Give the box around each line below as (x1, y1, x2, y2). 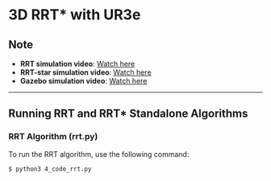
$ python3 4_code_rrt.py (8, 165, 92, 173)
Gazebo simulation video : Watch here (19, 76, 148, 85)
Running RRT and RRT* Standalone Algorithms (8, 107, 248, 121)
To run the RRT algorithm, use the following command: (8, 149, 190, 158)
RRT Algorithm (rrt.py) (8, 131, 98, 142)
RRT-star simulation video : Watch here (19, 68, 152, 77)
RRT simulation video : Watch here (19, 59, 135, 68)
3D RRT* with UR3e (8, 6, 141, 24)
